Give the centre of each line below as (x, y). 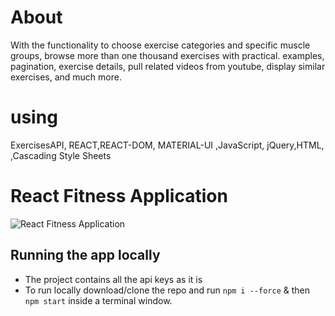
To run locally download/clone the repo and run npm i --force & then (167, 290)
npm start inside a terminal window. (98, 300)
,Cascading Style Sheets (61, 155)
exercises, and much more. (66, 77)
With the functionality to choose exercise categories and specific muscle (160, 45)
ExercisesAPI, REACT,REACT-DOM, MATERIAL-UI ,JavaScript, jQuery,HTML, (167, 145)
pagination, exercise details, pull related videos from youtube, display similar (168, 66)
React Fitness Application (119, 196)
